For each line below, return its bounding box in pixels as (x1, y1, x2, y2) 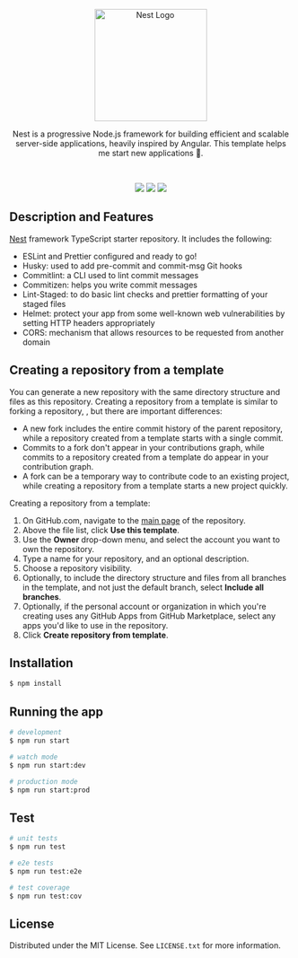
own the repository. (22, 543, 95, 554)
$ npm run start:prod (9, 786, 91, 795)
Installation (9, 655, 74, 671)
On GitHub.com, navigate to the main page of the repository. (22, 514, 246, 525)
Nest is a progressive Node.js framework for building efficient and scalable (12, 128, 290, 139)
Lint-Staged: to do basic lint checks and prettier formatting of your (22, 288, 268, 300)
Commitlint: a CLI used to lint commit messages (22, 269, 199, 280)
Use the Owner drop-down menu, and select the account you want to (22, 534, 281, 545)
